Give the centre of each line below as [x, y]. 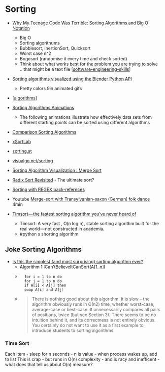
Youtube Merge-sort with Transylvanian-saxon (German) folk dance [81, 199]
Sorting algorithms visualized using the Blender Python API [72, 79]
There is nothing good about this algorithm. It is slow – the [91, 299]
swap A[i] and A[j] [44, 290]
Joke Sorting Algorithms [44, 250]
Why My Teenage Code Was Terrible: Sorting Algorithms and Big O [80, 23]
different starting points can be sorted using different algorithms [85, 122]
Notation [21, 28]
